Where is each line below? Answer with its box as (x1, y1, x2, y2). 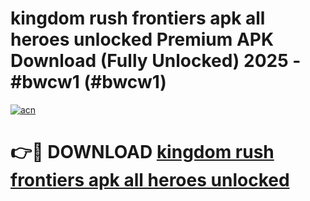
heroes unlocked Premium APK (10, 28, 275, 51)
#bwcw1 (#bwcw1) (10, 71, 167, 94)
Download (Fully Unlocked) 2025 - (10, 50, 302, 72)
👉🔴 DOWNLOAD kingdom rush (10, 141, 275, 164)
